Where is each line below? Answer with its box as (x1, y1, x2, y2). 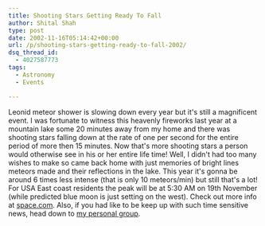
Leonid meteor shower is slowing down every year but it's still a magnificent (8, 107, 257, 116)
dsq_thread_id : (8, 49, 59, 56)
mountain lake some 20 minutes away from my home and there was (8, 124, 231, 134)
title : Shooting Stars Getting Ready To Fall (8, 11, 162, 20)
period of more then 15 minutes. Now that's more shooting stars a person (8, 141, 248, 150)
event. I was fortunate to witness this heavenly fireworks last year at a (8, 115, 237, 125)
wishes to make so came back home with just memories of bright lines (8, 158, 240, 167)
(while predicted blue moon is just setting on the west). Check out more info (8, 192, 257, 201)
